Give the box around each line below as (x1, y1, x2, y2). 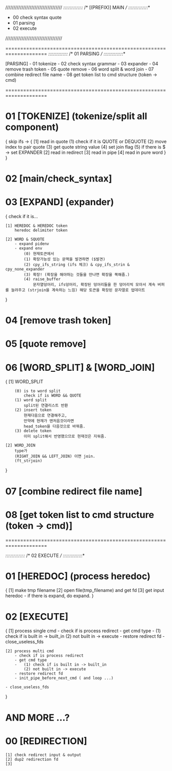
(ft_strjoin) (14, 458, 43, 463)
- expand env (14, 246, 43, 251)
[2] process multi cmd (5, 649, 54, 654)
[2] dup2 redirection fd (5, 757, 59, 762)
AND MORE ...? (5, 712, 70, 723)
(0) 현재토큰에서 (24, 252, 54, 257)
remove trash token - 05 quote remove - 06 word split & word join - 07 (5, 66, 154, 72)
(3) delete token (14, 428, 52, 434)
